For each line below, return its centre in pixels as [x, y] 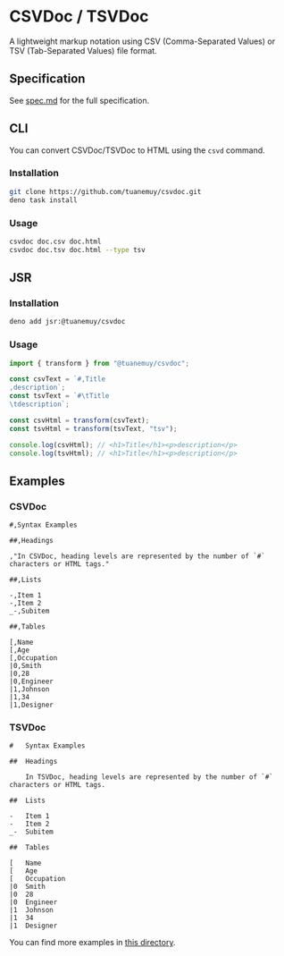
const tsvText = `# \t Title [59, 396]
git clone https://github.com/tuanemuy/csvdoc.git [105, 191]
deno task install [43, 200]
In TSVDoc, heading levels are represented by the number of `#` [150, 777]
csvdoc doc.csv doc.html [55, 241]
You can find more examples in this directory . [92, 943]
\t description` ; [39, 404]
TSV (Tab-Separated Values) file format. [84, 50]
